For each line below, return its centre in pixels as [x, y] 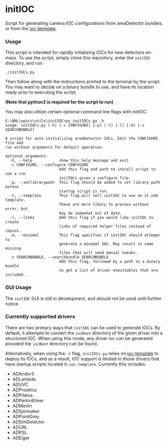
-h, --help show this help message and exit [69, 161]
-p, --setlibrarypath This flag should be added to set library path [85, 183]
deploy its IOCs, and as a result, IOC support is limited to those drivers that [82, 359]
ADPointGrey [26, 416]
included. [16, 275]
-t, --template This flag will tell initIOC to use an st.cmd [84, 196]
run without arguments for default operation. [55, 147]
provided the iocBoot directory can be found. [52, 344]
